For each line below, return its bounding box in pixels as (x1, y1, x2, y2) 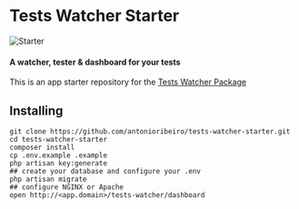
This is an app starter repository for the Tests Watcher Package (9, 76, 247, 87)
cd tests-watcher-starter (9, 134, 107, 144)
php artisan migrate (9, 174, 88, 184)
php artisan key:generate (9, 158, 107, 168)
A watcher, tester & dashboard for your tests (9, 56, 181, 67)
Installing (9, 103, 64, 118)
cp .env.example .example (9, 151, 107, 160)
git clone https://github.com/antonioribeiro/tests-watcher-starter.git (9, 126, 291, 136)
